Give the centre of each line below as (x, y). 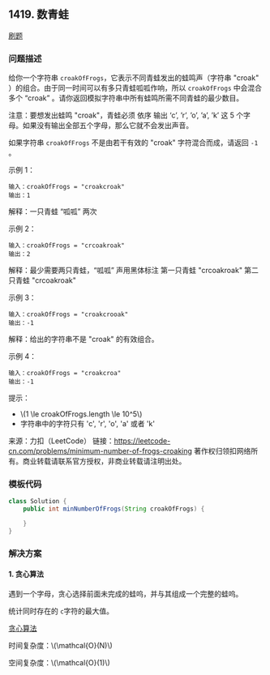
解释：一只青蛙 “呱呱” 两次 (53, 211)
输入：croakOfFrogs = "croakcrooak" (69, 314)
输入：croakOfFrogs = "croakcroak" (66, 187)
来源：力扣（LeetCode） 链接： (62, 441)
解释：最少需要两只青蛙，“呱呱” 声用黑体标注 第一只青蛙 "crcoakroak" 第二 (134, 271)
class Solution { (38, 502)
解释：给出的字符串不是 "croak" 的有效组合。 (84, 340)
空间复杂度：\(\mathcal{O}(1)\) (60, 663)
